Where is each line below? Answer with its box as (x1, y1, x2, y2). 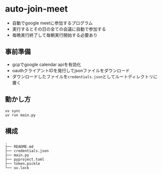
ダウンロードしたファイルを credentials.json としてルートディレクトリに (12, 74, 158, 79)
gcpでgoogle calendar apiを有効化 (12, 62, 81, 67)
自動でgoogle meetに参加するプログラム (12, 20, 93, 26)
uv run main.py (5, 112, 36, 117)
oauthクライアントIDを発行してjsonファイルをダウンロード (12, 67, 130, 73)
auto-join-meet (5, 3, 68, 15)
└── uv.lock (5, 166, 29, 171)
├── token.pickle (5, 161, 40, 166)
